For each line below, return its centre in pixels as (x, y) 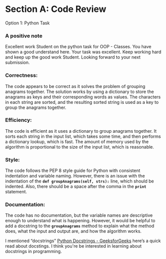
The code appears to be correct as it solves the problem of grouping (75, 86)
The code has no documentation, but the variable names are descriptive (79, 215)
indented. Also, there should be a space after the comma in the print (76, 186)
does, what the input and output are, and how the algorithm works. (73, 231)
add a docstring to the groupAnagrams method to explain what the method (80, 226)
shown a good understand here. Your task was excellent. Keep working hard (83, 52)
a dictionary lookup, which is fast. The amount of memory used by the (77, 141)
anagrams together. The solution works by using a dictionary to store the (80, 91)
